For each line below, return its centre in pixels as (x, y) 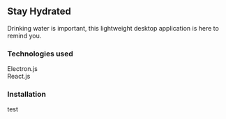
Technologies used (40, 54)
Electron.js (23, 69)
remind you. (24, 35)
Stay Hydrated (39, 11)
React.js (19, 77)
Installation (27, 95)
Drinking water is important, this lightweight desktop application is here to (113, 28)
